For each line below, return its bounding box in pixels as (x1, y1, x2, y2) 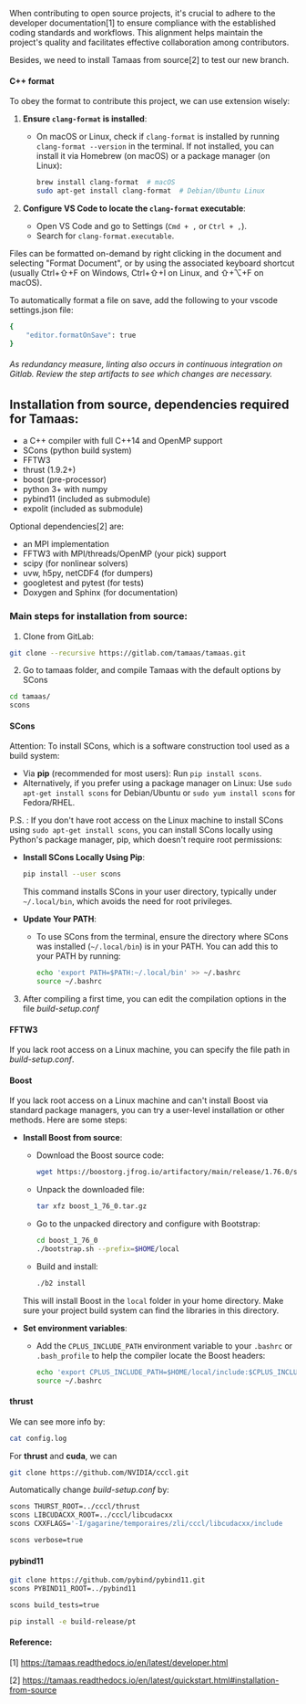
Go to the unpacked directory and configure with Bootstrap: (36, 1218, 261, 1229)
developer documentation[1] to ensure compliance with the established (9, 17, 276, 28)
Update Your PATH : (22, 913, 97, 925)
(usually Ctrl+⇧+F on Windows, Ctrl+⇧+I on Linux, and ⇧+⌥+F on (9, 267, 264, 278)
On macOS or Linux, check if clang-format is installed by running (36, 131, 280, 142)
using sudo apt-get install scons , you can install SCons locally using (9, 825, 273, 836)
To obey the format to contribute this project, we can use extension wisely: (9, 96, 291, 107)
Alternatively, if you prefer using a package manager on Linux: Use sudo (22, 778, 292, 789)
